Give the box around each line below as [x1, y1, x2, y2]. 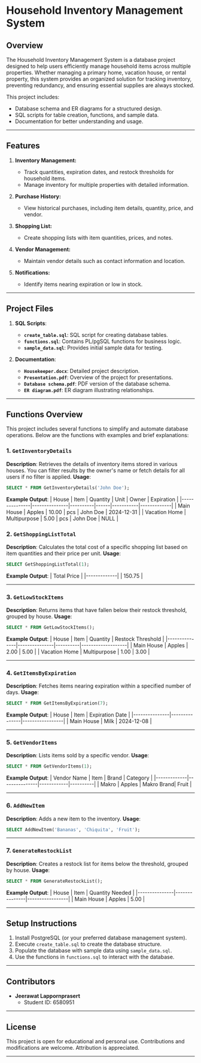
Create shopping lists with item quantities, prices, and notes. [23, 234, 173, 241]
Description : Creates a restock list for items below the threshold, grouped [6, 860, 188, 867]
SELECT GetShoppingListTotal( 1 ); [6, 561, 90, 568]
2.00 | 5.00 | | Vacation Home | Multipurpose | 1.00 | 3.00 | [6, 648, 150, 655]
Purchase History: [14, 193, 62, 200]
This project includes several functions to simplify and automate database [6, 425, 188, 432]
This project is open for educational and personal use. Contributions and [6, 1038, 185, 1045]
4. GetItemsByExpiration [6, 668, 77, 677]
